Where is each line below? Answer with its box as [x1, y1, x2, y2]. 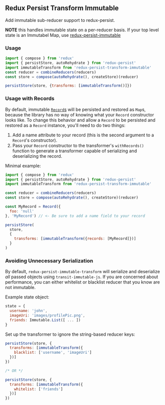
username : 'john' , [9, 308, 48, 313]
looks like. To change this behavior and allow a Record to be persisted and [5, 117, 156, 123]
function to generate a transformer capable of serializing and [12, 148, 137, 154]
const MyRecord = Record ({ [5, 204, 61, 209]
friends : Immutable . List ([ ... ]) [9, 317, 81, 322]
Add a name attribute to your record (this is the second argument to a [12, 132, 155, 138]
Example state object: [5, 294, 50, 300]
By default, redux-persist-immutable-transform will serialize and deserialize [5, 269, 160, 275]
